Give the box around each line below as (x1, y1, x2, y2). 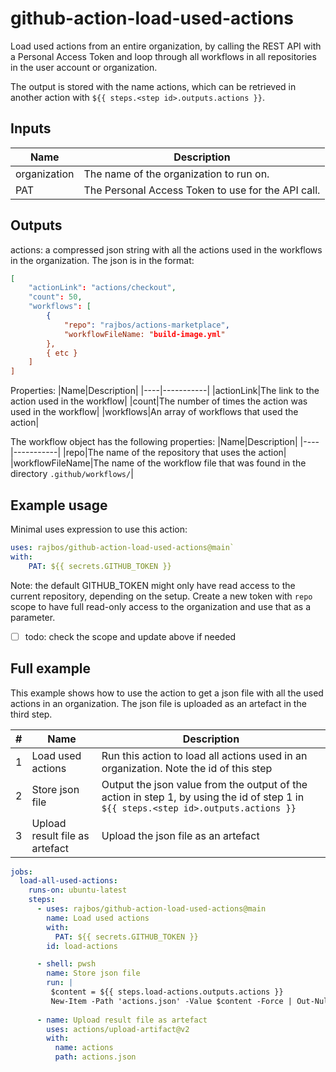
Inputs (10, 120, 52, 137)
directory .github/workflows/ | (10, 468, 134, 480)
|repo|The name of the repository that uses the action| (63, 447, 287, 459)
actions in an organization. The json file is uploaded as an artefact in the (10, 697, 307, 709)
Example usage (10, 497, 108, 514)
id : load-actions (46, 941, 118, 951)
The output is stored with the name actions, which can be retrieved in (10, 80, 297, 92)
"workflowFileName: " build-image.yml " (63, 329, 226, 339)
